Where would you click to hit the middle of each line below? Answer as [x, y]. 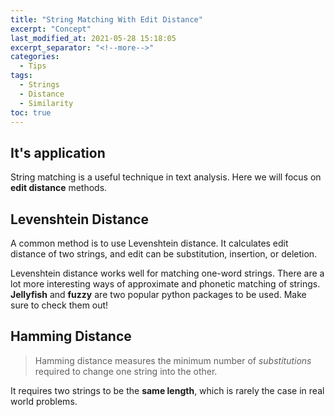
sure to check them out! [59, 305]
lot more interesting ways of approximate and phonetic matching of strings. [165, 284]
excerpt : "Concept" [51, 29]
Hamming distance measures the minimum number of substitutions [173, 360]
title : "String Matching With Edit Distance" [106, 19]
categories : [35, 57]
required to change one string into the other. [126, 371]
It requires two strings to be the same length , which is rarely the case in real [167, 390]
